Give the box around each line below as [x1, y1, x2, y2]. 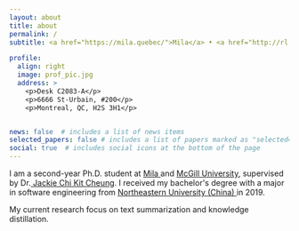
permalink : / [9, 29, 58, 38]
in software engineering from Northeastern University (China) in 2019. [9, 187, 265, 197]
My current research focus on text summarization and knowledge [9, 204, 249, 214]
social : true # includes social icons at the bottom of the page [9, 144, 261, 153]
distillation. [9, 214, 49, 224]
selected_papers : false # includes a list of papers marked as [9, 135, 249, 145]
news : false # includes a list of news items [9, 127, 185, 136]
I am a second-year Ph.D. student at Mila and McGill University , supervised [9, 168, 284, 179]
